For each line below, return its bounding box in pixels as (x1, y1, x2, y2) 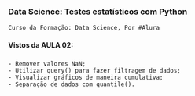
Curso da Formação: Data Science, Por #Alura (8, 24, 160, 32)
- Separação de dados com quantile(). (8, 80, 135, 88)
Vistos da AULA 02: (8, 40, 74, 49)
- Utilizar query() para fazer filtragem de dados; (8, 66, 181, 74)
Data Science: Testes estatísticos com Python (8, 6, 188, 17)
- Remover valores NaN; (8, 59, 86, 68)
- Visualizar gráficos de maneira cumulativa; (8, 73, 164, 81)
